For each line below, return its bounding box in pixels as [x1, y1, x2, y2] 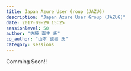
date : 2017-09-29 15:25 [6, 20, 65, 25]
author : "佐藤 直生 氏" [6, 31, 60, 37]
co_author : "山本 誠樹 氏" [6, 36, 68, 42]
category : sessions [6, 42, 55, 48]
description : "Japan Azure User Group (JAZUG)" [6, 14, 126, 20]
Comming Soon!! [6, 57, 47, 65]
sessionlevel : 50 [6, 25, 49, 31]
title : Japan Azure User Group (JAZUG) [6, 8, 105, 15]
